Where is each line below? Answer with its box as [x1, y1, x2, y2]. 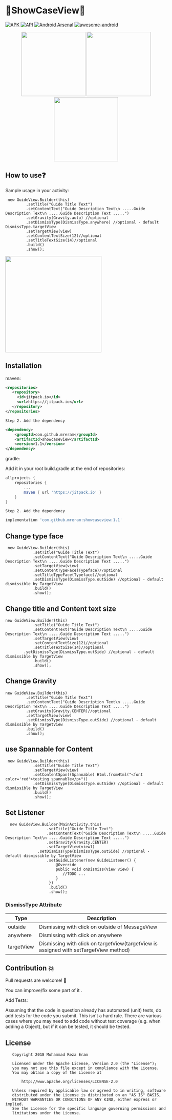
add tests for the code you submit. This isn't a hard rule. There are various [5, 1013, 162, 1019]
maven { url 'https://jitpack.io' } [24, 490, 102, 495]
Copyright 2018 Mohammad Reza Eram [12, 1052, 88, 1057]
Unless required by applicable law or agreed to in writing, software [12, 1088, 166, 1093]
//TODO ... [62, 871, 86, 876]
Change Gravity [5, 677, 57, 685]
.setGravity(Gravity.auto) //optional [26, 215, 109, 220]
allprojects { [5, 475, 36, 481]
